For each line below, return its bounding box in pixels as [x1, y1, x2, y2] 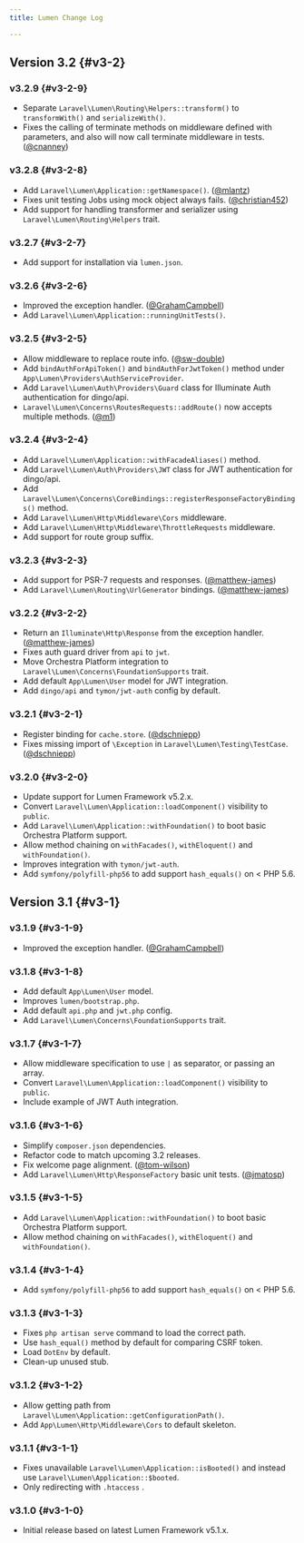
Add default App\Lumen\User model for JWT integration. [22, 675, 229, 686]
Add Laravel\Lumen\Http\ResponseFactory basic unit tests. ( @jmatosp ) [22, 1168, 286, 1180]
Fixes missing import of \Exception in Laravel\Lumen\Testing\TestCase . [22, 738, 289, 749]
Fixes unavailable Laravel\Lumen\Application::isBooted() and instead [22, 1462, 286, 1473]
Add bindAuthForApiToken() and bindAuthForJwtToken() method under [22, 362, 285, 373]
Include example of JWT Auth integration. [22, 1096, 179, 1107]
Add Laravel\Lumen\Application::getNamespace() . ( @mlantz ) [22, 184, 250, 195]
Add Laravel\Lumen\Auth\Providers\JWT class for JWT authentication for [22, 464, 293, 475]
